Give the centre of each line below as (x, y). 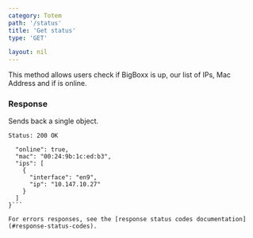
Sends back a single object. (54, 121)
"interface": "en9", (63, 178)
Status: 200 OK (33, 136)
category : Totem (35, 16)
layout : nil (28, 53)
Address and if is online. (48, 84)
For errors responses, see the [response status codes (101, 220)
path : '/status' (35, 23)
